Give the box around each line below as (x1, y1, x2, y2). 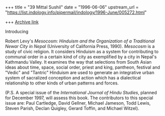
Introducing (5, 29, 29, 34)
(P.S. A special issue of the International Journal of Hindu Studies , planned (5, 90, 157, 95)
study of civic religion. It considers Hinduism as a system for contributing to (5, 49, 159, 54)
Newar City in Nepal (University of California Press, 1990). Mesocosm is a (5, 43, 155, 49)
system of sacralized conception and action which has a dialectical (5, 75, 141, 80)
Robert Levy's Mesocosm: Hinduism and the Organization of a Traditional (5, 38, 155, 44)
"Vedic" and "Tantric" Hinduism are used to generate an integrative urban (5, 70, 154, 76)
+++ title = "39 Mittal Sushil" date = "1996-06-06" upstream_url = (5, 4, 139, 10)
